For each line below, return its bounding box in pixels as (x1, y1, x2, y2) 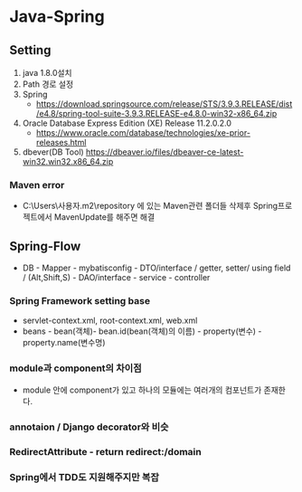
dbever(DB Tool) (22, 147, 84, 157)
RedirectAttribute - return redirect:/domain (9, 445, 202, 458)
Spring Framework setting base (9, 295, 151, 307)
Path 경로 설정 (22, 79, 74, 90)
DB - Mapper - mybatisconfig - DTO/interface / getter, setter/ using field (22, 262, 291, 273)
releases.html (35, 137, 87, 147)
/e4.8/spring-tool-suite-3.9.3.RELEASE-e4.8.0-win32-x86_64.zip (35, 109, 278, 118)
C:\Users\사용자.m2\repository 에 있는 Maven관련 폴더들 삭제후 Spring (22, 201, 278, 212)
